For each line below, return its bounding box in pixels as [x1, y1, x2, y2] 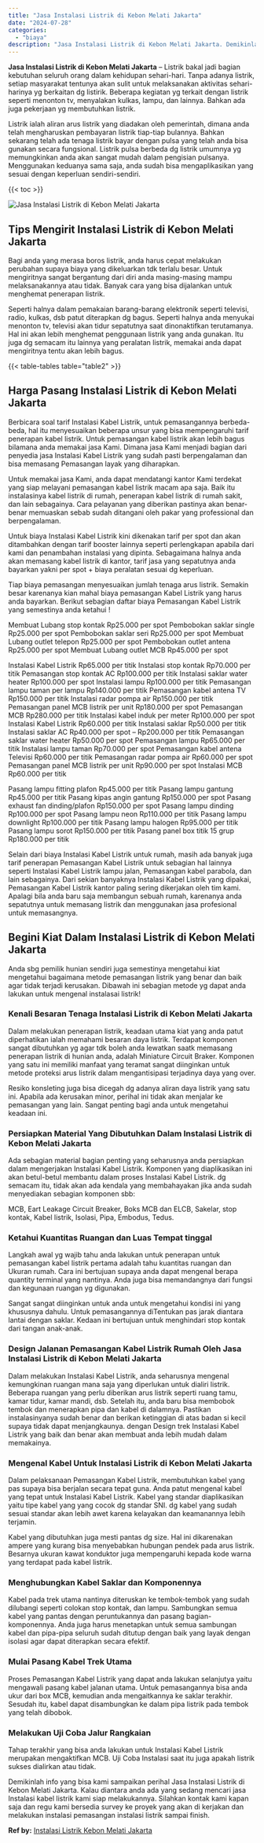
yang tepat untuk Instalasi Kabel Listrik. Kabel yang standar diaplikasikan [8, 1492, 244, 1502]
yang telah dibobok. [8, 1707, 73, 1717]
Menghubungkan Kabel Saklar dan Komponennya [8, 1577, 202, 1588]
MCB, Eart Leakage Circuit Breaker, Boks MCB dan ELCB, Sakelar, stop [8, 1204, 237, 1214]
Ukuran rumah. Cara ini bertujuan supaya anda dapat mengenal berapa [8, 1267, 238, 1276]
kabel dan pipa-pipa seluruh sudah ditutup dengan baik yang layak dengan [8, 1628, 251, 1638]
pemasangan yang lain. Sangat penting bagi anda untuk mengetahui [8, 1100, 229, 1109]
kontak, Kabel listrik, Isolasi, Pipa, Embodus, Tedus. [8, 1213, 174, 1222]
